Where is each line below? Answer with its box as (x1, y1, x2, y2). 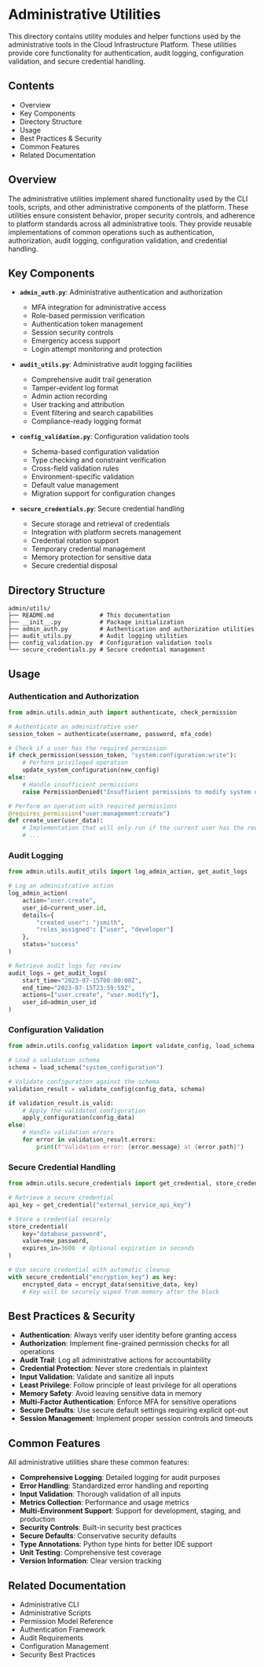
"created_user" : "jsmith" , (36, 918, 125, 926)
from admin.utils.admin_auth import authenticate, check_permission (8, 709, 237, 716)
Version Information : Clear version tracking (19, 1556, 163, 1566)
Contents (8, 79, 55, 93)
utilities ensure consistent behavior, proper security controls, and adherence (8, 211, 255, 220)
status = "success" (22, 940, 79, 948)
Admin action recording (31, 391, 108, 401)
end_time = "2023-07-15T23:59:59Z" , (22, 984, 135, 991)
